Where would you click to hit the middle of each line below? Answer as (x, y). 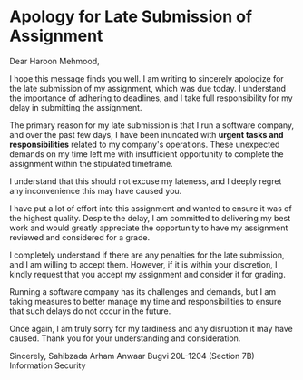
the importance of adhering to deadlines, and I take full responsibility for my (151, 98)
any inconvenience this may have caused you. (96, 190)
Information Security (48, 365)
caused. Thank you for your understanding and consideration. (125, 338)
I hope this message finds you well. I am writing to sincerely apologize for (147, 78)
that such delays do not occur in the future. (90, 311)
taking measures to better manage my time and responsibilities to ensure (146, 301)
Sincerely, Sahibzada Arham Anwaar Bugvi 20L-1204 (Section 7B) (132, 356)
